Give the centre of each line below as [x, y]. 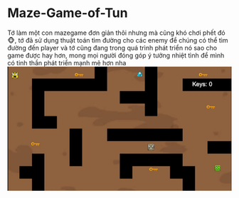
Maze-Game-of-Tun [68, 13]
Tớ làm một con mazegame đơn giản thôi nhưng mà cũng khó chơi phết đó [116, 33]
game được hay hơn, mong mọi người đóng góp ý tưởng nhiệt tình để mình [116, 55]
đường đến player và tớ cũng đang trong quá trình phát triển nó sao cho [112, 48]
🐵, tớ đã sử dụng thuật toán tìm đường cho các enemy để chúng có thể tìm [118, 40]
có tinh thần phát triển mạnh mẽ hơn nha [67, 62]
